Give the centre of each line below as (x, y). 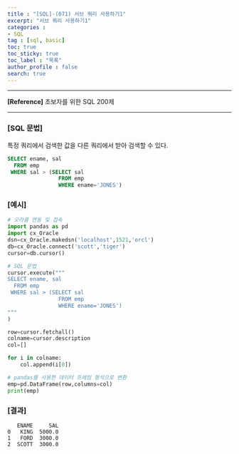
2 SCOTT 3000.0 (33, 444)
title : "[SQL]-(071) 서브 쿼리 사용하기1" (67, 14)
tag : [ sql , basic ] (36, 41)
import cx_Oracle (33, 233)
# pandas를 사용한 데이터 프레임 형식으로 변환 (67, 377)
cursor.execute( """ (36, 273)
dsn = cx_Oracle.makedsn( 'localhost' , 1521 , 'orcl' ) (81, 240)
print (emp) (23, 391)
